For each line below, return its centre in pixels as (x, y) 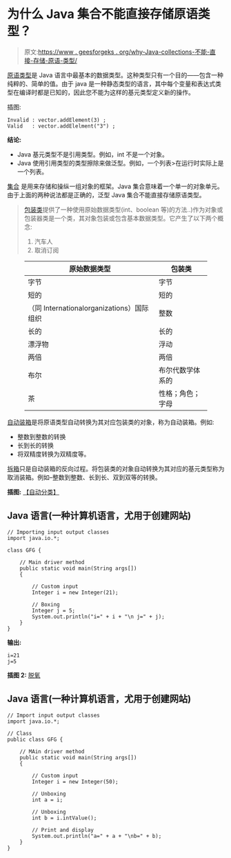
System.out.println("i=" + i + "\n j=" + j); (99, 617)
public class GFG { (35, 739)
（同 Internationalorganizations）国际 (89, 308)
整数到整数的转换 (41, 437)
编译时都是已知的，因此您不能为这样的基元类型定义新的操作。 (107, 92)
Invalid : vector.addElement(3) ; (57, 120)
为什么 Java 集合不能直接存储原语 (103, 14)
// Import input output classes (53, 715)
